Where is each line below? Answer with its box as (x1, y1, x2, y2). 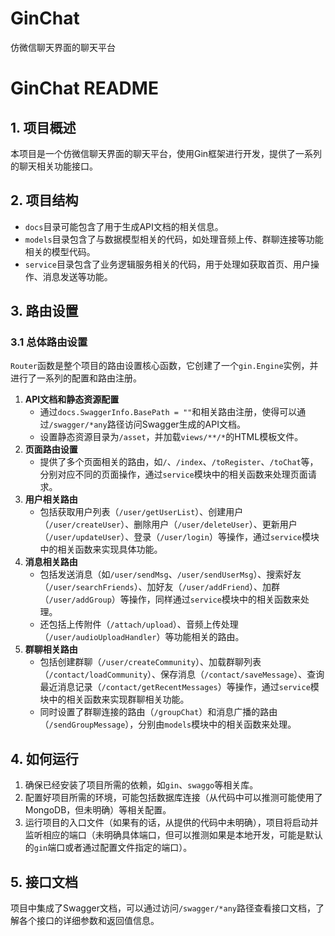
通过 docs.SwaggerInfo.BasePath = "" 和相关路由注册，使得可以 (39, 406, 298, 418)
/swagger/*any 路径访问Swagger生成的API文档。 (48, 418, 246, 431)
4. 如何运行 (10, 750, 79, 767)
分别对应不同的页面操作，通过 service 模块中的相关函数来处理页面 (39, 468, 308, 481)
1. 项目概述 (10, 119, 77, 136)
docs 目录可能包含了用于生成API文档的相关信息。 (24, 220, 224, 232)
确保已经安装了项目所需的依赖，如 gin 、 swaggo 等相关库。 (24, 779, 259, 791)
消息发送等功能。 (42, 270, 113, 282)
